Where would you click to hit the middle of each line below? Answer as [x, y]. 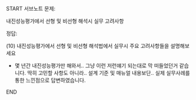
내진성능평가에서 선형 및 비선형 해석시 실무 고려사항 [65, 21]
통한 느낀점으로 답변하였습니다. [50, 80]
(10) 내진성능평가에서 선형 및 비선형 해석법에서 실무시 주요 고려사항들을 [88, 46]
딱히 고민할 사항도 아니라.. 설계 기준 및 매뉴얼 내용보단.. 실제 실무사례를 [109, 73]
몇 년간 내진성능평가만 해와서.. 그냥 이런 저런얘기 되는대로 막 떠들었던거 [96, 65]
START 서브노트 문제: [31, 8]
